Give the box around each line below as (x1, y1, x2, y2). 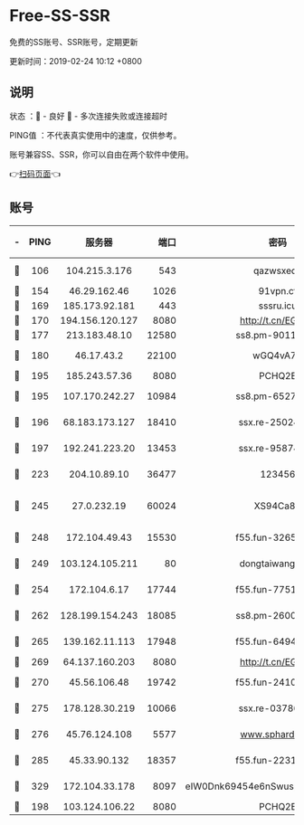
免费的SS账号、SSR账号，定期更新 (9, 36, 138, 47)
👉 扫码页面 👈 (9, 168, 62, 179)
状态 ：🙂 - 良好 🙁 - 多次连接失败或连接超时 (9, 110, 167, 121)
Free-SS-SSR (9, 5, 110, 26)
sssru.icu (258, 299, 298, 312)
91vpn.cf (258, 284, 298, 297)
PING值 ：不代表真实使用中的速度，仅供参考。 (9, 129, 182, 140)
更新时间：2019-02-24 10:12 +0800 (9, 55, 142, 66)
